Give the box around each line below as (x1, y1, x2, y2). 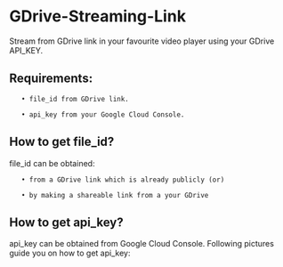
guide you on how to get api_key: (9, 247, 131, 259)
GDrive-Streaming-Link (9, 6, 187, 27)
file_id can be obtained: (9, 158, 95, 168)
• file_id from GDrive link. (20, 94, 129, 103)
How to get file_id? (9, 134, 115, 150)
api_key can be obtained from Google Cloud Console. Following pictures (9, 239, 274, 249)
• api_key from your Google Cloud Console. (20, 109, 185, 119)
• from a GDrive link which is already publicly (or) (20, 175, 225, 184)
